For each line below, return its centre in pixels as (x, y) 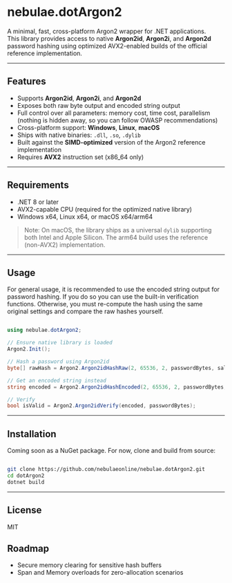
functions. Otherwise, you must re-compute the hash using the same (105, 304)
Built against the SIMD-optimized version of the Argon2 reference (111, 142)
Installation (32, 434)
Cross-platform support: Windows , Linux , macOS (88, 127)
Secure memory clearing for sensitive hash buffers (89, 565)
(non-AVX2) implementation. (65, 244)
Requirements (38, 185)
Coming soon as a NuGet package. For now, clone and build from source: (112, 451)
